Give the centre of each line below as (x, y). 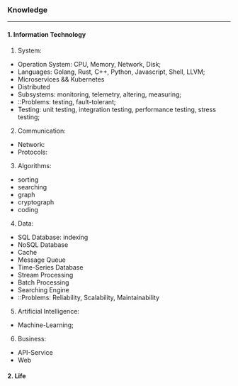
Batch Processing (43, 282)
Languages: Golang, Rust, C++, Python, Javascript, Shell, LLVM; (111, 72)
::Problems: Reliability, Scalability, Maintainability (89, 297)
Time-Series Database (50, 267)
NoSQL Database (43, 244)
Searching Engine (43, 289)
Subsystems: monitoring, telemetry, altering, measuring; (100, 94)
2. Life (17, 376)
